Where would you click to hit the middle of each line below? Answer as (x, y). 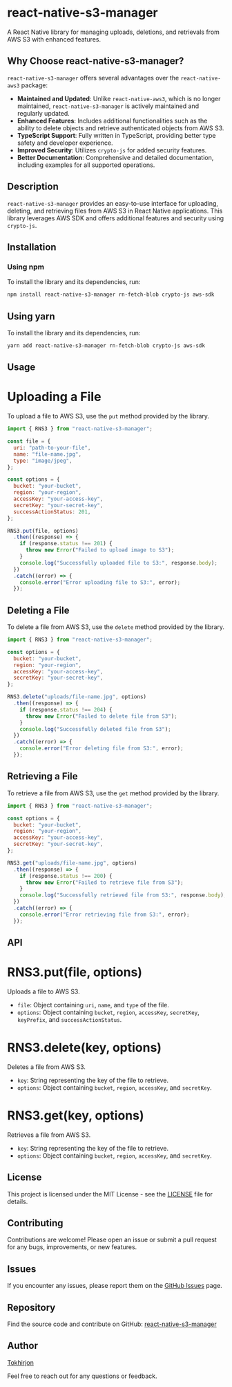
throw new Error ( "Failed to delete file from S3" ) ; (101, 716)
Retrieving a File (42, 776)
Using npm (26, 267)
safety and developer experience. (65, 143)
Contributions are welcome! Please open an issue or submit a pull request (112, 1240)
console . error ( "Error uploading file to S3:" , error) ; (100, 582)
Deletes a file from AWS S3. (47, 1067)
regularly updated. (43, 113)
